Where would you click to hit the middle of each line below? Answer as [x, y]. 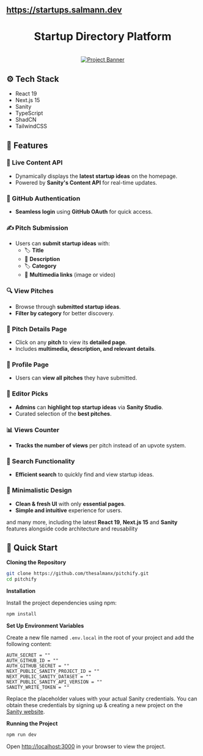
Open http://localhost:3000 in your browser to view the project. [86, 746]
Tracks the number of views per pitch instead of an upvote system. [101, 445]
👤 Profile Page [28, 364]
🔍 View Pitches [30, 291]
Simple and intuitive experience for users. [68, 510]
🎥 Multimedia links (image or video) [70, 275]
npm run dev [21, 735]
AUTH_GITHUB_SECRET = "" [38, 666]
